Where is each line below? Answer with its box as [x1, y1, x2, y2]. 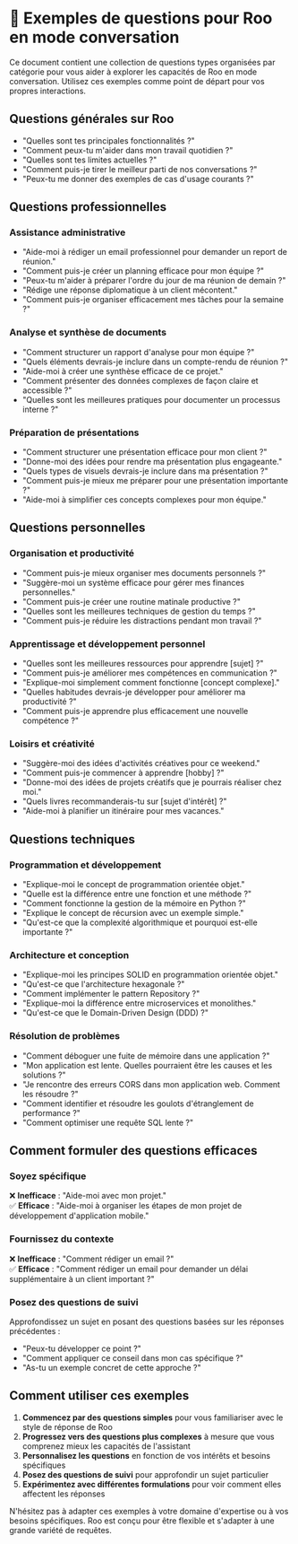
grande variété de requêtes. [9, 1524, 112, 1535]
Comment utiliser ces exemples [9, 1388, 190, 1403]
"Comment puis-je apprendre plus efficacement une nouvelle [21, 706, 249, 717]
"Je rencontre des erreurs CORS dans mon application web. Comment [21, 1078, 280, 1089]
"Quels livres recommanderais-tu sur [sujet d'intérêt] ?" [21, 796, 227, 807]
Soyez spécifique [9, 1170, 87, 1182]
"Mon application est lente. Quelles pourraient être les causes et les [21, 1060, 273, 1070]
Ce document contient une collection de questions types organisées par [9, 57, 276, 67]
